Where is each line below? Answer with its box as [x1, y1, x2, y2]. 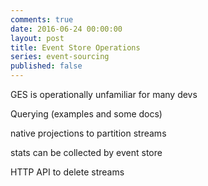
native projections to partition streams [10, 127, 167, 139]
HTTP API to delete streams [10, 166, 125, 178]
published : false [10, 61, 83, 71]
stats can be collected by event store [10, 147, 163, 158]
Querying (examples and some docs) [10, 108, 163, 120]
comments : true [10, 14, 74, 25]
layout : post [10, 33, 65, 43]
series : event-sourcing [10, 52, 110, 62]
